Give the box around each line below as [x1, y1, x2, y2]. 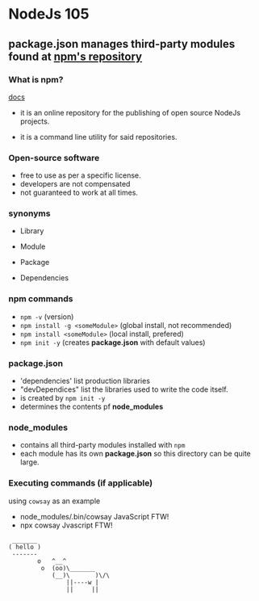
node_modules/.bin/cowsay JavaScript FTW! [19, 511, 169, 521]
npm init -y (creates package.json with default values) [19, 337, 206, 347]
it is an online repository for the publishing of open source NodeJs [19, 107, 240, 117]
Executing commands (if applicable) [8, 477, 153, 489]
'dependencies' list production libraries [19, 376, 151, 386]
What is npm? [8, 74, 64, 85]
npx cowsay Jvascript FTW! [19, 520, 113, 530]
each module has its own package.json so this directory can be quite [19, 449, 252, 459]
